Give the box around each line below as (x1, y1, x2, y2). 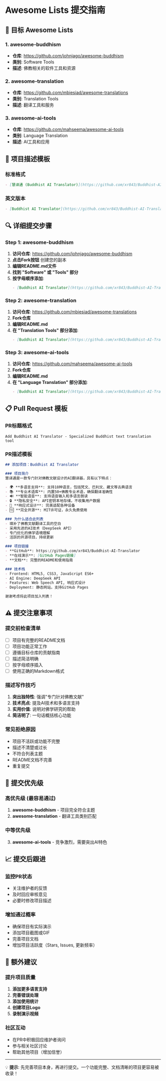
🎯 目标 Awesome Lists (5, 26, 73, 34)
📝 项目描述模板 (5, 154, 50, 163)
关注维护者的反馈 (12, 885, 47, 891)
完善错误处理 (12, 992, 39, 998)
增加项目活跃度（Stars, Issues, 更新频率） (12, 942, 98, 948)
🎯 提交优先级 (5, 779, 43, 787)
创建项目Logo (12, 1005, 41, 1011)
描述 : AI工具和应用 (12, 139, 50, 145)
